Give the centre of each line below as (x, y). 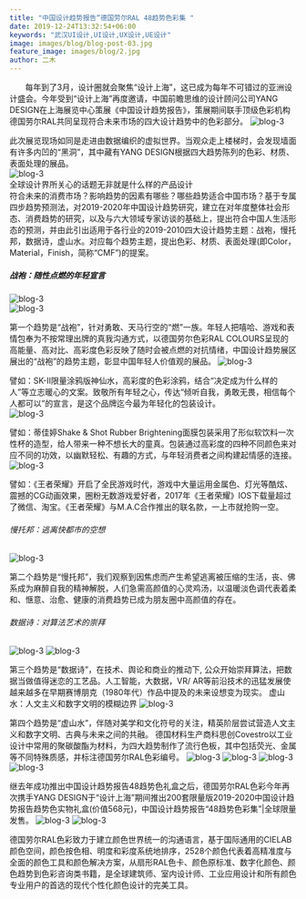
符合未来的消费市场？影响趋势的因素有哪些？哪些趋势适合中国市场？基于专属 (153, 196)
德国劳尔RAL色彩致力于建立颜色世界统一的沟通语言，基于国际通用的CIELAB (151, 840)
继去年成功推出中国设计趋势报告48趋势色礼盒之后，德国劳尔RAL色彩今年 (146, 786)
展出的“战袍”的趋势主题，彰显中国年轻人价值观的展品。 (113, 361)
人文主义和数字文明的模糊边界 (81, 704)
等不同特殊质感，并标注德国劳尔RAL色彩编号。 (97, 757)
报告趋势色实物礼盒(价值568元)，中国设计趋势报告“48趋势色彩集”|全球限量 (157, 809)
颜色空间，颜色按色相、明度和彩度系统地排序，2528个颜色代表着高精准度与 (151, 851)
